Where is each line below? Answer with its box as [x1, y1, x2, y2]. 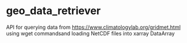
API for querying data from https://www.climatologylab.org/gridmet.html [6, 24, 181, 31]
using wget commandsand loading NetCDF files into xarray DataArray [6, 29, 175, 37]
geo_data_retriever [6, 4, 101, 18]
